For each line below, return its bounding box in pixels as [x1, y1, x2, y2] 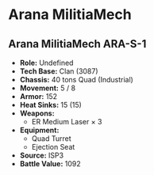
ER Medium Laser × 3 [31, 117, 102, 126]
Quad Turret [31, 134, 71, 143]
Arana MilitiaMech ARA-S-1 [8, 37, 147, 51]
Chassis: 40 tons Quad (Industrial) [19, 75, 133, 84]
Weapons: [19, 108, 55, 118]
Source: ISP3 [19, 150, 64, 160]
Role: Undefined [19, 58, 74, 67]
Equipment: [19, 125, 60, 135]
